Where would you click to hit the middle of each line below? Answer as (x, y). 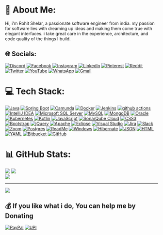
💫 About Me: (31, 10)
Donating (19, 216)
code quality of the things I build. (38, 39)
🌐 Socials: (21, 54)
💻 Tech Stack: (35, 91)
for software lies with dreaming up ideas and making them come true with (79, 28)
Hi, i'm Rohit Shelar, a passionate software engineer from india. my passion (80, 23)
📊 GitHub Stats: (38, 154)
